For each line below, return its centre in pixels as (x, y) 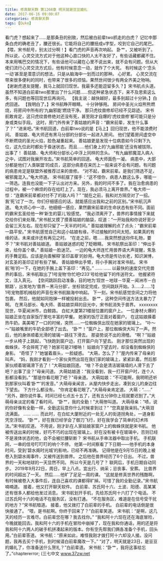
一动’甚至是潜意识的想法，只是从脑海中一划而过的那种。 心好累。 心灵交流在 (81, 74)
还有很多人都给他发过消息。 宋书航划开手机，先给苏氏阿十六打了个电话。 (78, 493)
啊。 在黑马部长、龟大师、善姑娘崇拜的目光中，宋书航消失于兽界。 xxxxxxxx (81, 305)
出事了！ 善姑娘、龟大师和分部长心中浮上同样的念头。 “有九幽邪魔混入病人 (80, 153)
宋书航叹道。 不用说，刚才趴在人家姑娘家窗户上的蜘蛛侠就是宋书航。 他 (85, 426)
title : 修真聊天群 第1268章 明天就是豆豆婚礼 (46, 9)
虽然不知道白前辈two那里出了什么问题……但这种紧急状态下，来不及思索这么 (81, 92)
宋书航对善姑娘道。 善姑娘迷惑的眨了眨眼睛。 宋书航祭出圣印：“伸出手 (86, 244)
